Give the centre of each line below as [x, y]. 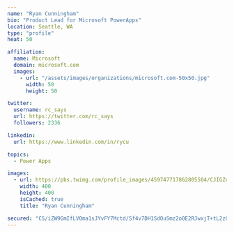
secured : [20, 218]
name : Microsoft [37, 59]
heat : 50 [20, 40]
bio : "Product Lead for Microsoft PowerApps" [74, 20]
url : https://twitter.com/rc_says [63, 116]
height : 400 [37, 193]
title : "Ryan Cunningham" [57, 206]
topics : [18, 154]
